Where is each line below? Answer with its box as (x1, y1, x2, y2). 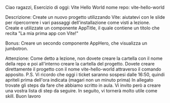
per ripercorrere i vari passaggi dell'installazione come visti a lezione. (5, 20, 151, 25)
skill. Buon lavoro (5, 93, 41, 99)
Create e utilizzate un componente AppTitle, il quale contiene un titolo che (5, 25, 160, 31)
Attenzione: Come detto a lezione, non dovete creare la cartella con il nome (5, 55, 163, 61)
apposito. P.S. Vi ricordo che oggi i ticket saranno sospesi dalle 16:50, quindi (5, 72, 165, 78)
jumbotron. (5, 46, 28, 51)
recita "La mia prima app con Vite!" (5, 30, 79, 36)
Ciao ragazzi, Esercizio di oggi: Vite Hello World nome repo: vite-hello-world (5, 5, 165, 10)
